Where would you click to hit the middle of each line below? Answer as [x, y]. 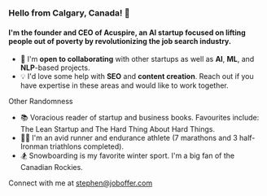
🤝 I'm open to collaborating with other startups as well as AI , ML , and [137, 59]
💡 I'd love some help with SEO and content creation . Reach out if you [137, 76]
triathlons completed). [87, 146]
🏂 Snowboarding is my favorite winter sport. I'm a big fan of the [127, 156]
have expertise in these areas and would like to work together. [125, 85]
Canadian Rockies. [51, 168]
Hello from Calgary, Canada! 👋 [69, 13]
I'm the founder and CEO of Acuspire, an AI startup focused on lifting [127, 33]
